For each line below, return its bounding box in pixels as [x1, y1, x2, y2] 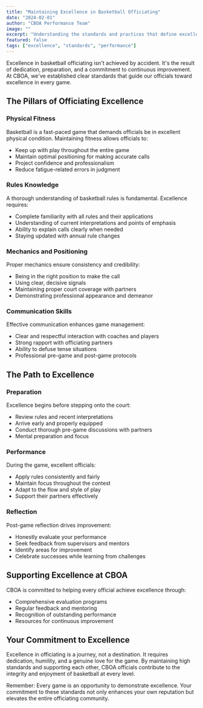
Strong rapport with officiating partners [14, 339, 113, 346]
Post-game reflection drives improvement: [6, 521, 112, 529]
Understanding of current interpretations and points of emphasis [14, 219, 176, 226]
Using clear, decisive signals [14, 279, 86, 287]
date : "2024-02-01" [6, 15, 56, 21]
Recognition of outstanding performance [14, 610, 117, 618]
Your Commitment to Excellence [6, 635, 130, 645]
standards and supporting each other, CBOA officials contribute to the [6, 664, 180, 671]
